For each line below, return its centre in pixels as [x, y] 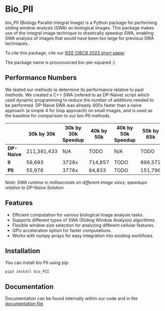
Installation [23, 251]
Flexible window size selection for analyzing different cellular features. [83, 225]
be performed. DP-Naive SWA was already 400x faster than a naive [73, 105]
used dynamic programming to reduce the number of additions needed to [80, 100]
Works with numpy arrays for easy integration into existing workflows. [83, 236]
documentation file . [25, 304]
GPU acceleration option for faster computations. [62, 230]
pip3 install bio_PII [27, 272]
